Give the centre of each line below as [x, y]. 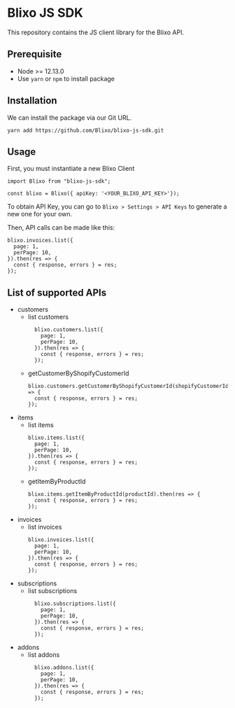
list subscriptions [52, 591]
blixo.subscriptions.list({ [75, 604]
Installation [32, 100]
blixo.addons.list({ [64, 668]
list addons [44, 655]
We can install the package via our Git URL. [70, 118]
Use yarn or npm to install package [66, 78]
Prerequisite [35, 54]
